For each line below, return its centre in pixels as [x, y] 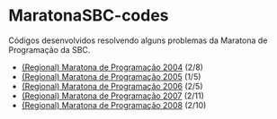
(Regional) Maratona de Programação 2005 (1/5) [111, 76]
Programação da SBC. [49, 49]
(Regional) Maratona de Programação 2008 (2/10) [114, 105]
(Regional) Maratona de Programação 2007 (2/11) [112, 96]
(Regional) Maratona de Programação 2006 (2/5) [112, 86]
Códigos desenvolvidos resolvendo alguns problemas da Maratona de [138, 40]
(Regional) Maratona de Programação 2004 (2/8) [112, 67]
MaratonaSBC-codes [89, 16]
